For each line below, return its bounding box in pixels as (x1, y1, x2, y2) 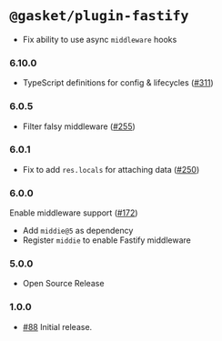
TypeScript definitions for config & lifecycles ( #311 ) (22, 77, 214, 88)
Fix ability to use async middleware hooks (22, 34, 177, 45)
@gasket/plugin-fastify (9, 7, 189, 25)
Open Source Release (22, 278, 105, 289)
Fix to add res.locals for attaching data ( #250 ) (22, 164, 200, 175)
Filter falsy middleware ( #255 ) (22, 121, 136, 132)
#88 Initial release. (22, 321, 93, 332)
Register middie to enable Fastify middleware (22, 235, 191, 246)
